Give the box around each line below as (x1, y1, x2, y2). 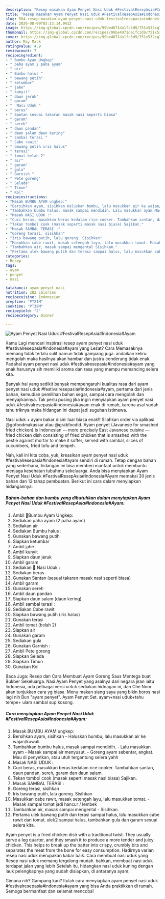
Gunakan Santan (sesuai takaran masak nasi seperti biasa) (12, 575, 131, 581)
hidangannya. (5, 483, 33, 489)
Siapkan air (12, 627, 36, 633)
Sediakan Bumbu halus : (12, 528, 62, 534)
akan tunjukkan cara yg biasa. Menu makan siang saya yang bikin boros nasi (5, 689, 160, 695)
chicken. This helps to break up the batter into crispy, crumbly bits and (5, 842, 148, 848)
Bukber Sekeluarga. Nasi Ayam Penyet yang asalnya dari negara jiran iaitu (5, 678, 155, 684)
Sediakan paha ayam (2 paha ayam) (12, 518, 85, 524)
